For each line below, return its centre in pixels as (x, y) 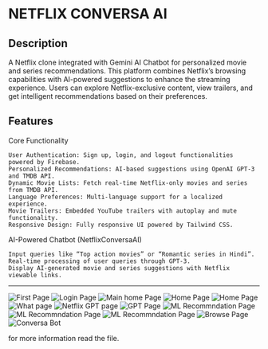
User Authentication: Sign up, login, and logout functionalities (121, 155)
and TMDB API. (32, 176)
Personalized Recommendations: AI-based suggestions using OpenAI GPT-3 (132, 169)
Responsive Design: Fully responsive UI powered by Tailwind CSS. (121, 225)
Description (38, 43)
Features (31, 122)
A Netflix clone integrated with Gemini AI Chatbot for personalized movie (128, 62)
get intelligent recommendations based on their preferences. (108, 96)
